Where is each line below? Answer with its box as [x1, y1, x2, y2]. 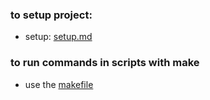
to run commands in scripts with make [10, 56, 200, 70]
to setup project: [10, 8, 93, 22]
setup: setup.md [24, 31, 93, 43]
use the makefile [24, 78, 94, 90]
